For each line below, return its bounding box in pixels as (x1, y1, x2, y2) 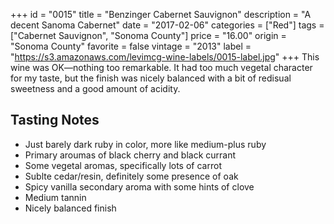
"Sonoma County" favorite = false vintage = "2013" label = (10, 40, 252, 52)
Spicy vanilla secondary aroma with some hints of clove (24, 180, 255, 193)
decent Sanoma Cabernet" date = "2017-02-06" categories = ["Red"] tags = (10, 19, 325, 31)
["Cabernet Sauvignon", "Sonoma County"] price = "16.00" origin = (10, 30, 287, 41)
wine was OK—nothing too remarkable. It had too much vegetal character (10, 62, 313, 73)
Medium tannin (24, 191, 87, 203)
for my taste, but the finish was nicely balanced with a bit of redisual (10, 72, 292, 84)
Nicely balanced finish (24, 202, 117, 214)
